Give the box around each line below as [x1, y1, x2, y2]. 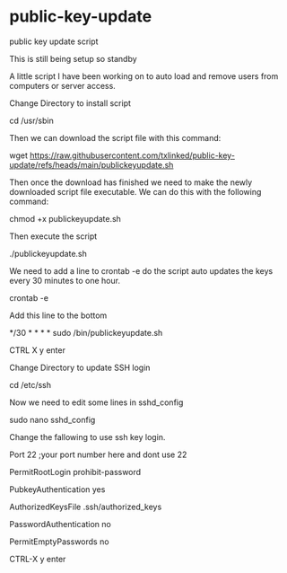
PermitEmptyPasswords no [9, 536, 109, 547]
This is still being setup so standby [9, 53, 137, 64]
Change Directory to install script [9, 97, 132, 109]
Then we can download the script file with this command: [9, 132, 222, 143]
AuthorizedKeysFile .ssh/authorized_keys [9, 501, 162, 512]
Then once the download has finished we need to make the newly [9, 177, 253, 188]
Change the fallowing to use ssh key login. [9, 431, 166, 442]
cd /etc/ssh [9, 379, 52, 390]
